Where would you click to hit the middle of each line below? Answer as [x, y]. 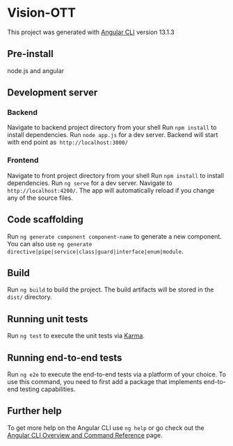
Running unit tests [48, 319]
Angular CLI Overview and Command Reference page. [85, 435]
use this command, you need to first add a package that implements [105, 381]
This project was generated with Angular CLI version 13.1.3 [91, 32]
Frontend [23, 160]
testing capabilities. [48, 389]
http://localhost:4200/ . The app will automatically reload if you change [111, 190]
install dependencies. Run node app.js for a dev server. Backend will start [113, 135]
